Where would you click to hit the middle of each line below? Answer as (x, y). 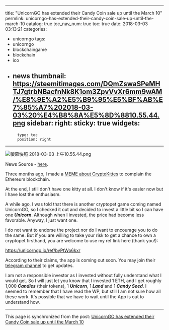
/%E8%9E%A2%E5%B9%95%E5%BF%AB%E (88, 100)
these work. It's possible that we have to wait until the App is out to (75, 296)
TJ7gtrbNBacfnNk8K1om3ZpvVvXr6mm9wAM (87, 92)
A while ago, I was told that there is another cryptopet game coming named (83, 204)
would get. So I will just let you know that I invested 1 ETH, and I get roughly (83, 281)
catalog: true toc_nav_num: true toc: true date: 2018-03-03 (87, 24)
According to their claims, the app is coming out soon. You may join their (80, 260)
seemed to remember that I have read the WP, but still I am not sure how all (83, 291)
